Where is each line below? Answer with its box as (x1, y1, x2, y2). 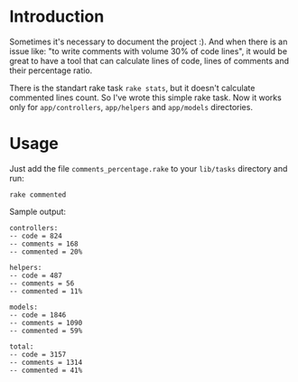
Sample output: (9, 206, 66, 217)
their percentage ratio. (9, 65, 93, 76)
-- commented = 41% (9, 366, 83, 375)
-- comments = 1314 (9, 358, 83, 367)
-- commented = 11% (9, 286, 83, 295)
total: (9, 341, 34, 351)
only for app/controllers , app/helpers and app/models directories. (9, 101, 253, 112)
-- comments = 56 (9, 278, 75, 288)
